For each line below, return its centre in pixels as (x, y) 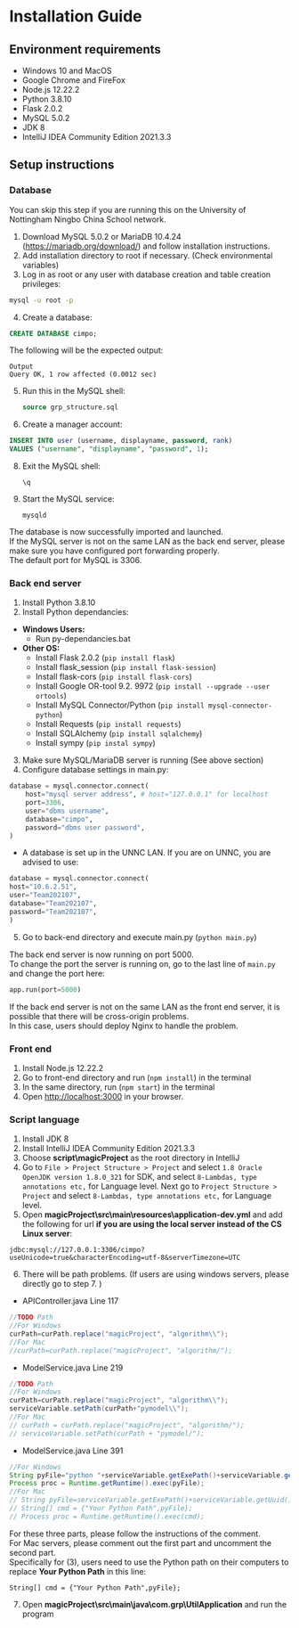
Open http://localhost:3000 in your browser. (103, 1096)
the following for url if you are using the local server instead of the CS (152, 1224)
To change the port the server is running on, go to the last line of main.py (142, 963)
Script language (44, 1119)
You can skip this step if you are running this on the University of (128, 209)
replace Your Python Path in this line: (78, 1571)
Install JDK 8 (45, 1139)
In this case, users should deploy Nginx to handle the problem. (124, 1026)
